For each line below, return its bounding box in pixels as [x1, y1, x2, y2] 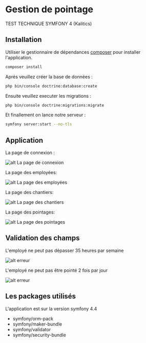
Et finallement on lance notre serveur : [5, 112, 86, 118]
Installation [5, 35, 42, 44]
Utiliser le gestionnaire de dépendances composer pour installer [5, 49, 141, 55]
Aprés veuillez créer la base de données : [5, 73, 93, 80]
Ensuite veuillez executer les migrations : [5, 93, 91, 99]
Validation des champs [5, 234, 80, 243]
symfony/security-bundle [12, 332, 67, 338]
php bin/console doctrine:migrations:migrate [5, 102, 104, 108]
